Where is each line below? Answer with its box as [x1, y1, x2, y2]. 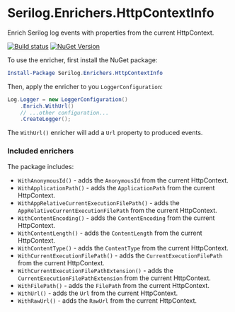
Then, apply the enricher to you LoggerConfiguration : [7, 82, 163, 91]
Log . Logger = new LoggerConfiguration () [7, 96, 129, 103]
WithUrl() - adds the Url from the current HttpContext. [17, 289, 178, 297]
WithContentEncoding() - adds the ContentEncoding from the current [17, 214, 215, 222]
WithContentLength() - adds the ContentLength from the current [17, 229, 203, 237]
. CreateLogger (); [20, 115, 71, 123]
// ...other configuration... [20, 109, 110, 116]
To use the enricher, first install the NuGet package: [7, 55, 158, 64]
